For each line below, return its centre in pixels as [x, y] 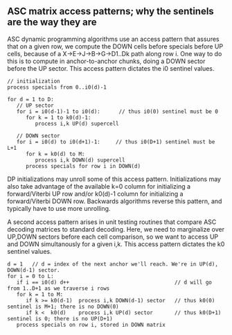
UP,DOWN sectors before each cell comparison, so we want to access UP [113, 237]
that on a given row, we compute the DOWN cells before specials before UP [115, 46]
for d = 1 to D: [30, 99]
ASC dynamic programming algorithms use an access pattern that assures [113, 39]
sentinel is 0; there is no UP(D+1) [60, 318]
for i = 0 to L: [30, 276]
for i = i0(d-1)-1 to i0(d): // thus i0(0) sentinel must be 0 [117, 111]
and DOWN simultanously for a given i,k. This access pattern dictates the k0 [116, 244]
